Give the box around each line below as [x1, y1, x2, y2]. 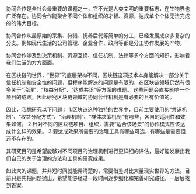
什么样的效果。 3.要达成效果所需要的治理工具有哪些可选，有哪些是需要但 [10, 128, 186, 134]
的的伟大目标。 [6, 20, 42, 26]
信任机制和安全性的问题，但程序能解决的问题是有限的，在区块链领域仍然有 [6, 79, 185, 86]
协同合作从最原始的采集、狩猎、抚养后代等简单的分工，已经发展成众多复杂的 [6, 32, 190, 39]
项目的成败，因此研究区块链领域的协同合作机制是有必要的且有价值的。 [6, 93, 175, 101]
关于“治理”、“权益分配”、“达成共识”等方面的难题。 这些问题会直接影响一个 [10, 86, 190, 93]
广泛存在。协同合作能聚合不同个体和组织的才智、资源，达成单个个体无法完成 [6, 12, 190, 19]
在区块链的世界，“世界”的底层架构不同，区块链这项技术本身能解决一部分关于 [6, 72, 190, 78]
